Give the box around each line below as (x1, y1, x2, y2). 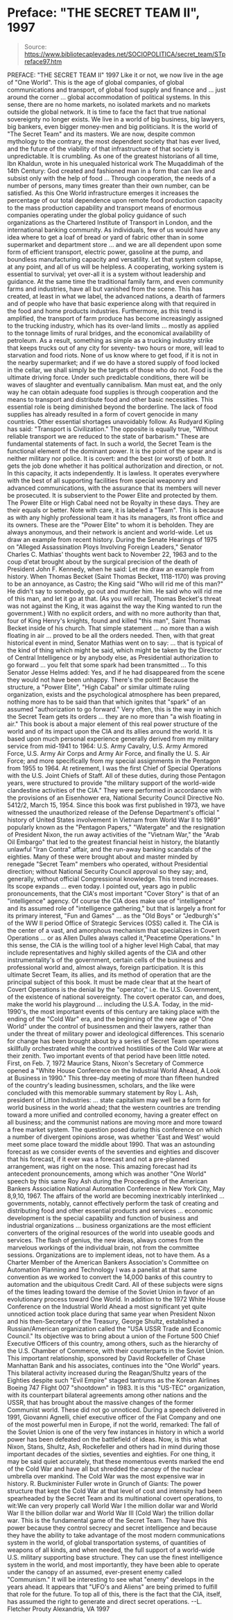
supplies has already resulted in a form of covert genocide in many (7, 410, 198, 418)
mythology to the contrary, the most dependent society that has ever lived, (7, 137, 221, 145)
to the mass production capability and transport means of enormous (7, 203, 202, 212)
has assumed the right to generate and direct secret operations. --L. (7, 1597, 202, 1605)
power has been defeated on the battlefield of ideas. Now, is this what (7, 1435, 207, 1443)
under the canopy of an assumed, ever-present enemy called (7, 1567, 182, 1576)
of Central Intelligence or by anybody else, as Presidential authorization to (7, 653, 218, 661)
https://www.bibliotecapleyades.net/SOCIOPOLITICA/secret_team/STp (24, 50, 226, 58)
